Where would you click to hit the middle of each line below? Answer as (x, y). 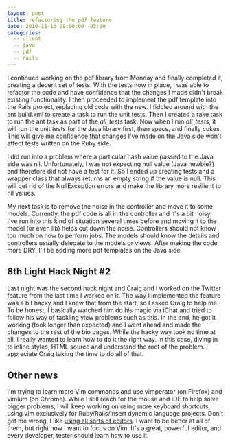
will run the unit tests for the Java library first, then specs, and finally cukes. (114, 128)
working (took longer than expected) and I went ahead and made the (104, 325)
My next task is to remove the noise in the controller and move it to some (110, 206)
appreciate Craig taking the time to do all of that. (76, 353)
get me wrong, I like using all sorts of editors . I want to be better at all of (109, 421)
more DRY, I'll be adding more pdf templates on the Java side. (95, 250)
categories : (24, 33)
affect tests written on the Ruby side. (59, 143)
